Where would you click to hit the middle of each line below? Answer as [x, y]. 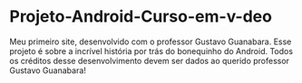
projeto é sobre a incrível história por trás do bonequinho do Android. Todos [151, 51]
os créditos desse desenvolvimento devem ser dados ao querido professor [150, 60]
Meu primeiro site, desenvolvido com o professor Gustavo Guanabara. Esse [151, 41]
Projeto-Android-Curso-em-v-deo [141, 17]
